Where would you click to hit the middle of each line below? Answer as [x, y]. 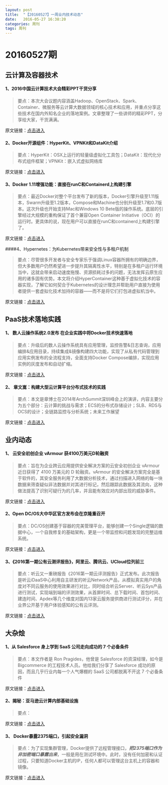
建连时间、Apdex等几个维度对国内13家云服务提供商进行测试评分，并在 [90, 599]
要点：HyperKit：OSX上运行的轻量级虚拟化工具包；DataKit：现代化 [87, 155]
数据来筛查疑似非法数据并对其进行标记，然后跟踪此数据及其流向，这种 [90, 484]
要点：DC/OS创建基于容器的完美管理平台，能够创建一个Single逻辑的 [88, 526]
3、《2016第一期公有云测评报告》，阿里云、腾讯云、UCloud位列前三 [75, 562]
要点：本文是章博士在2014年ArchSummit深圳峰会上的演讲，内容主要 [88, 399]
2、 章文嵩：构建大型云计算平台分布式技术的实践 [56, 387]
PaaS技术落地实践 [33, 319]
